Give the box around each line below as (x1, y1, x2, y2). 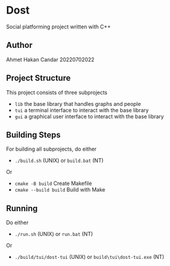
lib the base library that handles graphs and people (14, 100, 141, 107)
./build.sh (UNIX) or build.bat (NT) (14, 157, 104, 164)
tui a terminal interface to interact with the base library (14, 106, 149, 113)
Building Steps (6, 129, 61, 140)
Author (6, 40, 32, 50)
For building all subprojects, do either (6, 145, 97, 153)
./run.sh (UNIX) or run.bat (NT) (14, 231, 93, 238)
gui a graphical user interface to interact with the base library (14, 113, 164, 120)
